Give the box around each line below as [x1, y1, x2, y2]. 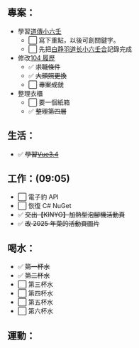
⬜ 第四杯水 [17, 289, 54, 298]
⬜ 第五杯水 [17, 298, 54, 307]
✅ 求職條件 [28, 62, 61, 71]
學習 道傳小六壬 [17, 27, 62, 36]
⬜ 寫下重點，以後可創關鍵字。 [28, 36, 120, 44]
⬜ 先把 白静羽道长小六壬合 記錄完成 [28, 45, 133, 53]
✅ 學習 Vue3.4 [17, 150, 59, 158]
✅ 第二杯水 [17, 271, 50, 280]
